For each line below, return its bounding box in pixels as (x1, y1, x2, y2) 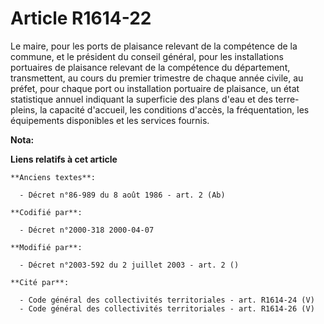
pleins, (10, 103, 38, 116)
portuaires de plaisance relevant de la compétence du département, (10, 61, 291, 73)
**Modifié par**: (10, 242, 83, 252)
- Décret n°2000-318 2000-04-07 (19, 225, 155, 235)
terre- (274, 93, 300, 105)
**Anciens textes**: (10, 172, 97, 182)
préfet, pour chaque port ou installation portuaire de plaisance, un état (10, 82, 300, 94)
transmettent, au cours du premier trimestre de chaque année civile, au (10, 72, 304, 84)
